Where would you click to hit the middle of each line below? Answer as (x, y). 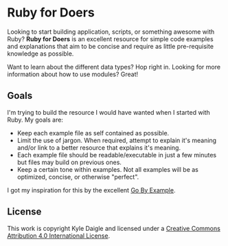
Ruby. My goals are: (35, 120)
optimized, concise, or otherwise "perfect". (78, 177)
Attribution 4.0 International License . (59, 236)
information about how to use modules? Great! (73, 74)
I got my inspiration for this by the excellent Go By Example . (91, 190)
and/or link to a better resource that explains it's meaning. (99, 147)
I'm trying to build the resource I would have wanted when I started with (109, 112)
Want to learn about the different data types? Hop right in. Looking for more (114, 67)
